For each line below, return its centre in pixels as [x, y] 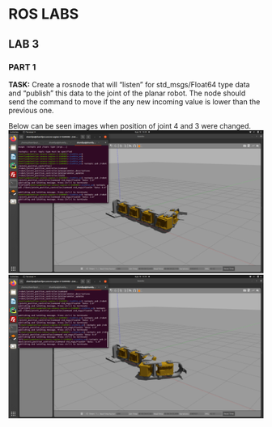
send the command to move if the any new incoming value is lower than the [134, 101]
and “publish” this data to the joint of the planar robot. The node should [127, 93]
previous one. [31, 110]
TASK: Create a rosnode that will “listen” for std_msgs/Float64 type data [129, 84]
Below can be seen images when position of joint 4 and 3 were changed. [130, 125]
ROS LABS [44, 14]
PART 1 [22, 67]
